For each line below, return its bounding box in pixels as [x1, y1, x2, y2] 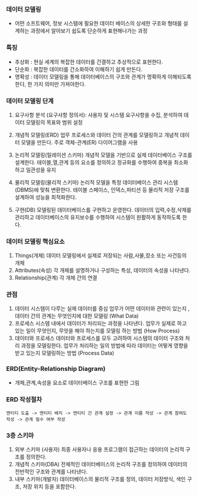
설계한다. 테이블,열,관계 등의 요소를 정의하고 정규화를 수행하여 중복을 [14, 158, 173, 166]
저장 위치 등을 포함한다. [22, 483, 77, 490]
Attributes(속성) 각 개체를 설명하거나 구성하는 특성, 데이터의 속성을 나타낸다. [14, 267, 191, 274]
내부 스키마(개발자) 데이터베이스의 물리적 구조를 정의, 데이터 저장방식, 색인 [14, 476, 186, 483]
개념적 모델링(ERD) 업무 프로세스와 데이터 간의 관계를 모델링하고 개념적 [14, 131, 179, 138]
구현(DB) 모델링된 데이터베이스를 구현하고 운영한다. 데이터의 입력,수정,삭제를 [14, 206, 192, 213]
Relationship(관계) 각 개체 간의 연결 [14, 274, 98, 281]
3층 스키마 [6, 431, 34, 440]
